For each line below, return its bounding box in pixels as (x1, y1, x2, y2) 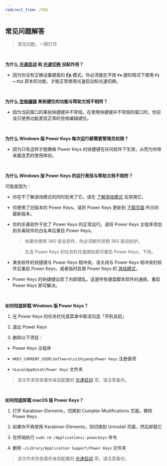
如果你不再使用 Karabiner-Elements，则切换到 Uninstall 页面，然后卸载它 (12, 424, 163, 430)
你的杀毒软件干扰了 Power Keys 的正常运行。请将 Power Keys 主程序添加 (12, 222, 162, 228)
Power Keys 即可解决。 (12, 282, 60, 288)
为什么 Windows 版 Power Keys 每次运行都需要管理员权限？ (5, 136, 129, 142)
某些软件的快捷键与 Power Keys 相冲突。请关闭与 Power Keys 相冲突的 (12, 259, 158, 265)
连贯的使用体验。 (21, 153, 56, 159)
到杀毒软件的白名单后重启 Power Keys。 (12, 228, 95, 233)
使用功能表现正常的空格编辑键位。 (21, 115, 91, 121)
